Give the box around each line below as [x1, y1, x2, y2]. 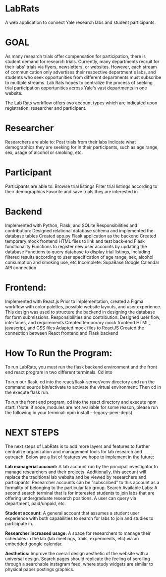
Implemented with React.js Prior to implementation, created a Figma [5, 298, 144, 304]
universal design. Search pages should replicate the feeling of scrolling [5, 556, 150, 562]
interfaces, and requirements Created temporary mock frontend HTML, [5, 319, 150, 325]
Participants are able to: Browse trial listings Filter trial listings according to [5, 183, 158, 189]
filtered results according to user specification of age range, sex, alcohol [5, 254, 154, 260]
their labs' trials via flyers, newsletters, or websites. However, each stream [5, 64, 157, 70]
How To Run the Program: [5, 347, 112, 359]
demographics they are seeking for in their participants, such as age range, [5, 144, 159, 150]
